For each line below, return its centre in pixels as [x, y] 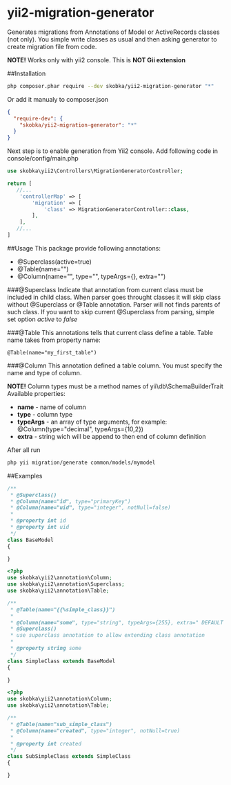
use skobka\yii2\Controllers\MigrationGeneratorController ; [96, 171]
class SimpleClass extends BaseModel [61, 661]
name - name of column [51, 407]
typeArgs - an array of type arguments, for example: [92, 422]
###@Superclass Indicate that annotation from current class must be [105, 289]
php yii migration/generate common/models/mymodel [81, 462]
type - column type [45, 414]
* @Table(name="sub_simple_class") [61, 724]
